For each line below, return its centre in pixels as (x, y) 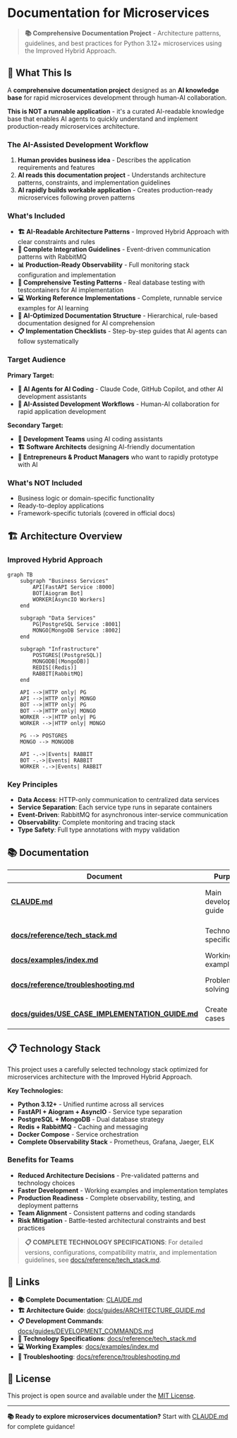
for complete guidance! (41, 1427)
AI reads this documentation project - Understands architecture (111, 175)
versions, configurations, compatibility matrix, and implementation (121, 1252)
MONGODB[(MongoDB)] (61, 661)
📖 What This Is (39, 73)
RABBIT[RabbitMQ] (58, 673)
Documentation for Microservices (108, 13)
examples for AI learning (53, 308)
